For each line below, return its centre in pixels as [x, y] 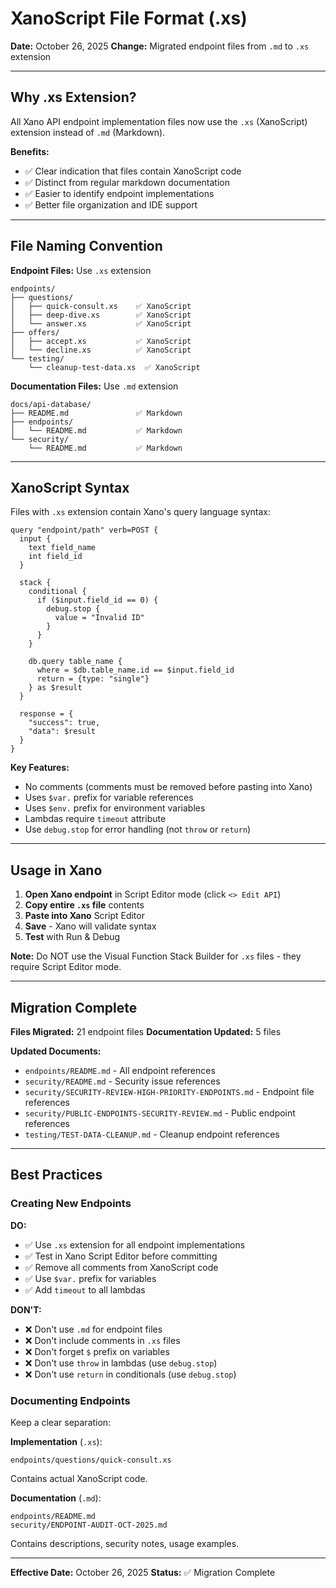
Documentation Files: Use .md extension [94, 386]
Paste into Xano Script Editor [84, 916]
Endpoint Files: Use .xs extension [81, 270]
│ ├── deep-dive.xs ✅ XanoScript [101, 315]
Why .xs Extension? [73, 97]
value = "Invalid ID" [99, 618]
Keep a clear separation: [61, 1422]
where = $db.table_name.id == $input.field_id [135, 670]
